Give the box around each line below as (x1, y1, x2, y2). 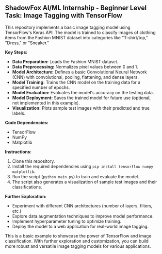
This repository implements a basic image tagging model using (5, 24, 131, 30)
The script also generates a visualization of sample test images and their (12, 179, 157, 185)
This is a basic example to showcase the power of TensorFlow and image (5, 233, 152, 238)
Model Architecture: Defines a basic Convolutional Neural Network (12, 69, 147, 75)
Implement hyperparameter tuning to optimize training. (12, 218, 122, 224)
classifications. (12, 184, 42, 190)
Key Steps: (5, 49, 28, 55)
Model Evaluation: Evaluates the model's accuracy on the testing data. (12, 89, 154, 95)
